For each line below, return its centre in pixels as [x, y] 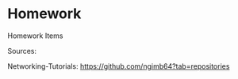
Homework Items [35, 36]
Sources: [22, 51]
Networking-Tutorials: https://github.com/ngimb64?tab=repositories [119, 66]
